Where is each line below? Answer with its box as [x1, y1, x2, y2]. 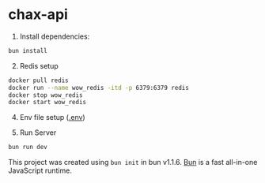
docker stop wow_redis [8, 91, 83, 99]
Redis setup [19, 61, 59, 70]
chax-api [8, 6, 69, 24]
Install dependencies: [19, 32, 90, 41]
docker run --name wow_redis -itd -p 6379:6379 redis [8, 84, 190, 91]
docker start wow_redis [8, 99, 87, 106]
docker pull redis [8, 77, 69, 84]
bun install [8, 47, 47, 54]
